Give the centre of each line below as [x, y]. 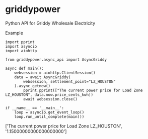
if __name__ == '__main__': [35, 108]
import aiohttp [21, 51]
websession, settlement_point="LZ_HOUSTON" [69, 81]
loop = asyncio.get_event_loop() [49, 112]
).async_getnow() [32, 86]
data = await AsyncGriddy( [43, 77]
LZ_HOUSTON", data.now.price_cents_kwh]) [49, 95]
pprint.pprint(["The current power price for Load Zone [83, 90]
